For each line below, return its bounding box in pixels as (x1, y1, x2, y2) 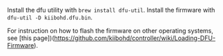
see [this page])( (7, 34, 55, 42)
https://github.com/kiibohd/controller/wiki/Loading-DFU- (54, 34, 216, 42)
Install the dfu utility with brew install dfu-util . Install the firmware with (7, 6, 215, 14)
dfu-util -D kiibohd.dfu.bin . (7, 13, 93, 21)
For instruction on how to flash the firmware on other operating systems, (7, 27, 214, 35)
